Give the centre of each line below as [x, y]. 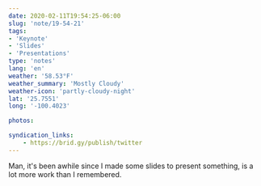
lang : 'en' [27, 69]
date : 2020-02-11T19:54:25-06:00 [65, 16]
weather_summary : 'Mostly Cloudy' [67, 83]
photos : [21, 121]
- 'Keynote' [28, 38]
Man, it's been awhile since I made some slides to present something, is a [131, 166]
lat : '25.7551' [34, 99]
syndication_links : [41, 135]
